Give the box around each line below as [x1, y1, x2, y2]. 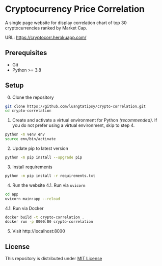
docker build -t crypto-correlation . [5, 215, 84, 220]
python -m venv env [5, 132, 45, 137]
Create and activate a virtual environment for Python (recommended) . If [12, 117, 158, 123]
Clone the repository [12, 94, 54, 100]
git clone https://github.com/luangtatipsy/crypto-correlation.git [5, 104, 146, 109]
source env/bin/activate [5, 137, 56, 142]
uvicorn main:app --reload [5, 196, 60, 201]
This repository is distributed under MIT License [5, 256, 102, 262]
